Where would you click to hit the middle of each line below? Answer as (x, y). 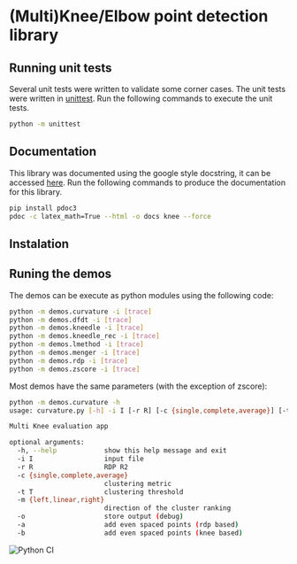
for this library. (36, 191)
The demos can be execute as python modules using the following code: (141, 295)
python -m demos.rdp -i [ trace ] (69, 360)
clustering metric (138, 483)
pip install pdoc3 (43, 208)
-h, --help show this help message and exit (122, 451)
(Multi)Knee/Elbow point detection (139, 16)
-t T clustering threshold (100, 492)
